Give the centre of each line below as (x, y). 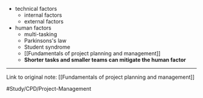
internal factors (43, 15)
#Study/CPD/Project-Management (49, 89)
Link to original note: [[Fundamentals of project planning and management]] (101, 77)
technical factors (36, 9)
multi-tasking (40, 34)
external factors (44, 21)
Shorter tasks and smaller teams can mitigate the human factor (105, 60)
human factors (33, 28)
